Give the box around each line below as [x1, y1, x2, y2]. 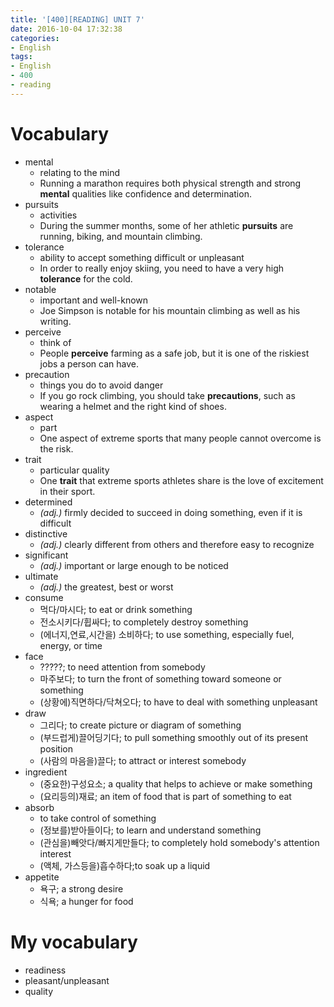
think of [39, 336, 72, 348]
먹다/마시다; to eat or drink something [39, 603, 193, 615]
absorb [24, 801, 55, 813]
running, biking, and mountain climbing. [39, 230, 203, 242]
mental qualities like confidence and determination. [39, 187, 252, 200]
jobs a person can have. [39, 357, 140, 370]
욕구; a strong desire [39, 882, 124, 895]
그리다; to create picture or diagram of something [39, 719, 242, 731]
